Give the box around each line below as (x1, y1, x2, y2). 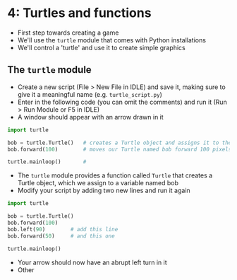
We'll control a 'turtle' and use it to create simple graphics (17, 43, 186, 52)
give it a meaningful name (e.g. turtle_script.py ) (17, 90, 162, 98)
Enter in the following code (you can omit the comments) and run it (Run (17, 98, 227, 106)
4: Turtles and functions (7, 5, 152, 21)
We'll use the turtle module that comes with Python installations (17, 35, 207, 44)
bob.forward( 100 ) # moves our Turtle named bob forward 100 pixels (7, 146, 232, 153)
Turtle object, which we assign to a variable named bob (17, 179, 178, 187)
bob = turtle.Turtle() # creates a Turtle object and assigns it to (7, 139, 219, 146)
